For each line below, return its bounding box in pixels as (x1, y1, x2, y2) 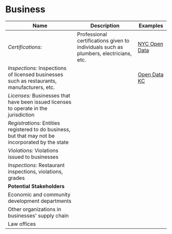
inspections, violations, (8, 168, 63, 175)
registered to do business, (8, 126, 71, 133)
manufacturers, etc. (8, 83, 55, 90)
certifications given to (77, 37, 130, 44)
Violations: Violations (8, 147, 59, 154)
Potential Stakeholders (8, 182, 65, 190)
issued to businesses (8, 153, 59, 160)
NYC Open (138, 40, 164, 47)
